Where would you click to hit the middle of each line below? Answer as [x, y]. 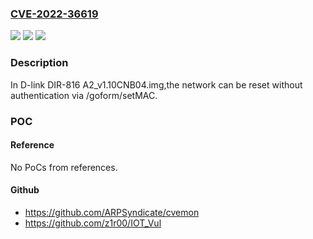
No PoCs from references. [64, 167]
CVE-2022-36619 [54, 14]
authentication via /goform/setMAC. [84, 95]
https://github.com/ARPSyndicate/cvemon [112, 212]
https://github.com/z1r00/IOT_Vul [93, 223]
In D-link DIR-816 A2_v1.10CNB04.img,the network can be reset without [156, 84]
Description [39, 63]
